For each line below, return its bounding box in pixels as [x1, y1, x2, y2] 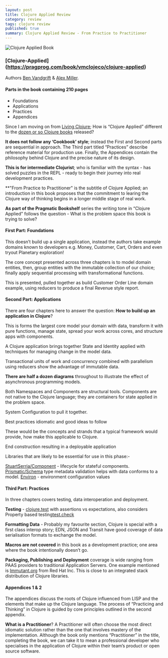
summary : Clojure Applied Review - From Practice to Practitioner [5, 31, 147, 36]
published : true [5, 26, 39, 31]
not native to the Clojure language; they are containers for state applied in [5, 394, 157, 400]
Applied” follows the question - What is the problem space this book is [5, 210, 151, 216]
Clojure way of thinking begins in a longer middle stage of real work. [5, 195, 146, 201]
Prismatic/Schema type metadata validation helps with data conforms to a [5, 468, 158, 474]
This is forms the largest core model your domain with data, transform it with [5, 323, 163, 329]
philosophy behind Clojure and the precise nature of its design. [5, 155, 135, 161]
